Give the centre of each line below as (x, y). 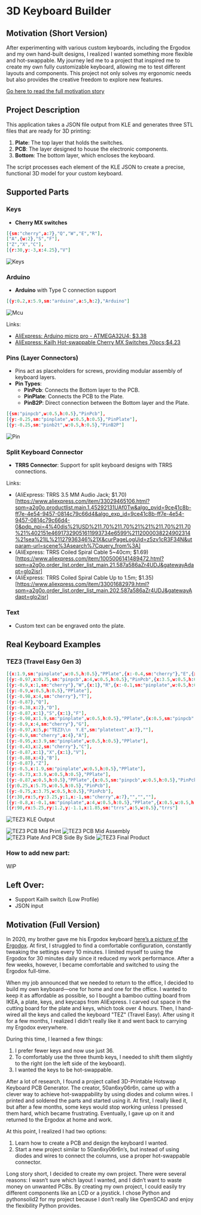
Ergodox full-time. (28, 971)
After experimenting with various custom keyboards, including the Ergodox (98, 47)
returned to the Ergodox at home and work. (59, 1120)
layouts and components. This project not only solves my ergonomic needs (99, 73)
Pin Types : (28, 384)
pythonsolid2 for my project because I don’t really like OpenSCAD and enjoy (100, 1199)
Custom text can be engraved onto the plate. (70, 625)
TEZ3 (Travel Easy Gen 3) (44, 662)
